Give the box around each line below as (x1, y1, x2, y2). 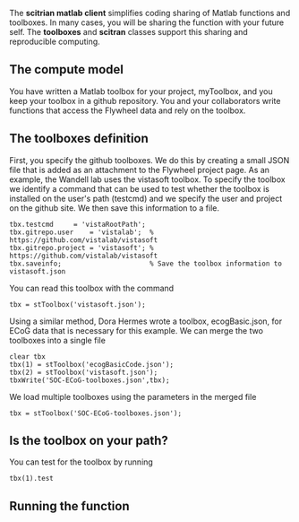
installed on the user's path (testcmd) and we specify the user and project (9, 193, 283, 204)
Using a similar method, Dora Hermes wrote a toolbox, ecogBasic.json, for (9, 316, 283, 326)
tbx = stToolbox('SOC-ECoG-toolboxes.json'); (9, 408, 182, 418)
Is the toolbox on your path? (9, 433, 168, 448)
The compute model (9, 62, 124, 77)
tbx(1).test (9, 474, 54, 483)
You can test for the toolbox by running (9, 457, 154, 467)
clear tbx (9, 352, 47, 361)
